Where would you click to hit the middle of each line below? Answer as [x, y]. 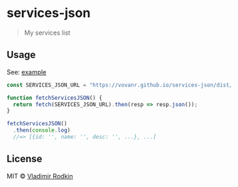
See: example [27, 72]
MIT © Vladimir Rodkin [40, 176]
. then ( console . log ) [42, 130]
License [25, 159]
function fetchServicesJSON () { [54, 98]
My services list [47, 33]
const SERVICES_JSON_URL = [47, 85]
